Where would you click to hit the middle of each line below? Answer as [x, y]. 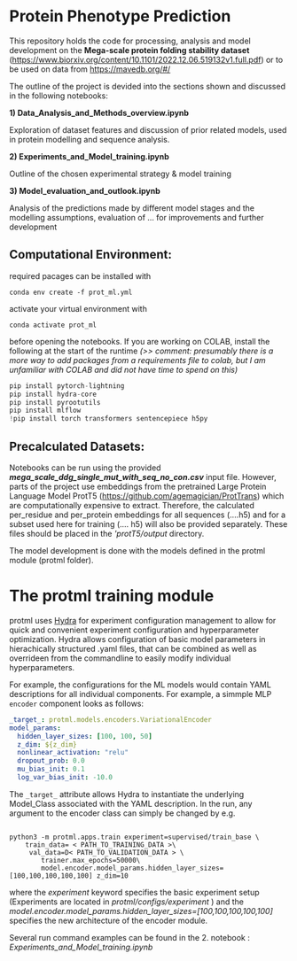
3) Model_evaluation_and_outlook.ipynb [85, 190]
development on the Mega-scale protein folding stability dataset [129, 50]
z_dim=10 [112, 876]
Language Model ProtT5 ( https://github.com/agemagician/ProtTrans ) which [147, 496]
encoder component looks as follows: [77, 703]
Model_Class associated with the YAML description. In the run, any [131, 803]
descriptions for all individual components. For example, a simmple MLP [141, 694]
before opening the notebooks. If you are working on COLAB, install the [140, 341]
